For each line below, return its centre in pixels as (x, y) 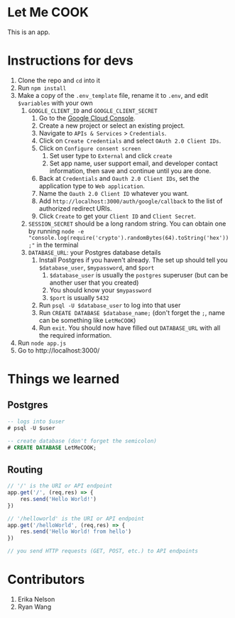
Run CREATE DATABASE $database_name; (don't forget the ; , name (132, 312)
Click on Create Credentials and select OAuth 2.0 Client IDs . (130, 140)
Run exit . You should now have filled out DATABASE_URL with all (130, 328)
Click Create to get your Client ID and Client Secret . (117, 216)
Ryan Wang (34, 607)
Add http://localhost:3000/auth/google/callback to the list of (131, 201)
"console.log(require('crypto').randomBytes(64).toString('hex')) (129, 238)
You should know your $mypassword (100, 290)
